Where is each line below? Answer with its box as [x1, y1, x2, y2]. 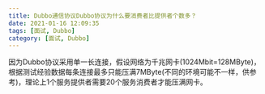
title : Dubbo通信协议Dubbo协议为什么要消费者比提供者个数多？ [8, 11, 197, 20]
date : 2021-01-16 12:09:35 [8, 19, 100, 27]
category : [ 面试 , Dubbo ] [8, 34, 90, 43]
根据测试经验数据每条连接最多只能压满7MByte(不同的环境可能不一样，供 [8, 67, 250, 77]
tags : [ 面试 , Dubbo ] [8, 27, 75, 35]
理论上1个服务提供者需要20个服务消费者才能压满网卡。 [25, 77, 208, 87]
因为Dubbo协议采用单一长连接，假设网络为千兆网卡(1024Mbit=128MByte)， [8, 57, 261, 67]
